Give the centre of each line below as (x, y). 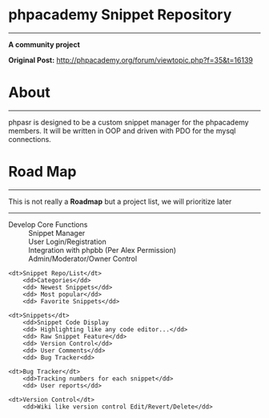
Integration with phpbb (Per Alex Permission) (102, 250)
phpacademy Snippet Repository (120, 15)
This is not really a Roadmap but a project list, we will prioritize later (120, 201)
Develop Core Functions (48, 224)
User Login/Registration (67, 241)
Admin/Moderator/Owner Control (83, 258)
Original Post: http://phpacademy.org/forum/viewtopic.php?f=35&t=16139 (131, 60)
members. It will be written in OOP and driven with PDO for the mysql (122, 131)
